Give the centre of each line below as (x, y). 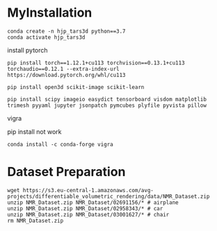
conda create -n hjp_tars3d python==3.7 (67, 31)
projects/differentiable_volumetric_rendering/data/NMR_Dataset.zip (108, 196)
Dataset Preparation (66, 172)
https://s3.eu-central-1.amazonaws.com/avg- (88, 190)
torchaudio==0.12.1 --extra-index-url (63, 69)
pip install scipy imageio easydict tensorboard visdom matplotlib (107, 99)
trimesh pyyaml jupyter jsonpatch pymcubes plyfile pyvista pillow (107, 105)
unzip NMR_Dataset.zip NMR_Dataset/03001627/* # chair (88, 214)
